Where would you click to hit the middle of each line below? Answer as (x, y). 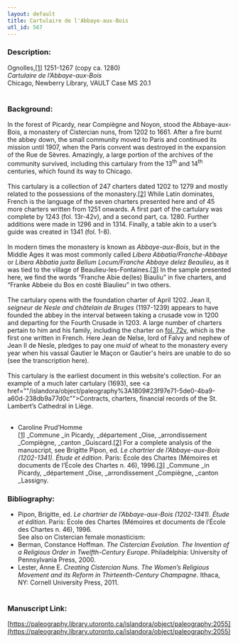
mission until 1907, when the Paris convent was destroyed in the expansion (117, 147)
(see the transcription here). (48, 360)
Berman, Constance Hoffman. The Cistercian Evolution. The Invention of (123, 544)
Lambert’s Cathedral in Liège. (50, 406)
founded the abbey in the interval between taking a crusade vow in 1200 (113, 315)
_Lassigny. (33, 480)
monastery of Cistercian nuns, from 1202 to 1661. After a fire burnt (125, 132)
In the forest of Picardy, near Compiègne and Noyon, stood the (99, 124)
